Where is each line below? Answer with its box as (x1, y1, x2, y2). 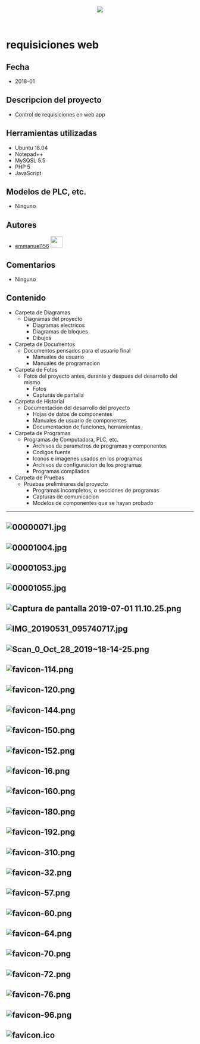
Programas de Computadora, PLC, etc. (23, 436, 119, 443)
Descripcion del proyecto (6, 95, 102, 105)
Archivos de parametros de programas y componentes (32, 442, 167, 449)
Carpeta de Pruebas (14, 474, 64, 481)
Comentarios (6, 260, 56, 270)
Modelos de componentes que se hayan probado (32, 499, 154, 506)
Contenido (6, 293, 46, 303)
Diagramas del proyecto (23, 315, 83, 322)
